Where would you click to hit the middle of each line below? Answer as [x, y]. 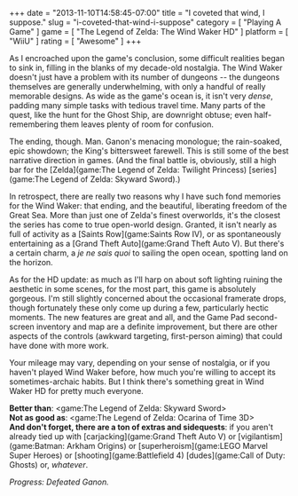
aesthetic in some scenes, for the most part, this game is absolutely [133, 289]
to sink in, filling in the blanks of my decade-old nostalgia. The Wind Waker [146, 67]
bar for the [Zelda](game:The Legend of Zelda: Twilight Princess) [128, 169]
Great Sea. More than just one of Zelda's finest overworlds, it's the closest [145, 215]
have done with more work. [59, 346]
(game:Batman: [37, 446]
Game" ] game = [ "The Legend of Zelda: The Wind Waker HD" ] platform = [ [149, 31]
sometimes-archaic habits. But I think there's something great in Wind [137, 382]
